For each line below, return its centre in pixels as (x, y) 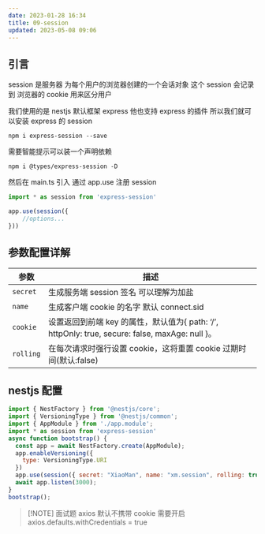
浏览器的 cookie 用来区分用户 (64, 95)
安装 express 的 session (54, 121)
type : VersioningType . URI (65, 461)
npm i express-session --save (58, 136)
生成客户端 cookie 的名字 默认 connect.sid (126, 307)
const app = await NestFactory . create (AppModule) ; (100, 446)
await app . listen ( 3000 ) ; (56, 483)
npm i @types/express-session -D (63, 166)
